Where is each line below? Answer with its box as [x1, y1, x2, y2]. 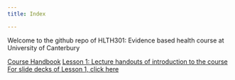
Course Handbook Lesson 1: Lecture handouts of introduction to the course [7, 57, 229, 66]
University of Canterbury [7, 43, 80, 52]
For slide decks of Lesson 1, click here [7, 64, 119, 73]
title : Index [7, 10, 46, 18]
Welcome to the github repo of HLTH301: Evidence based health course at [7, 36, 225, 45]
